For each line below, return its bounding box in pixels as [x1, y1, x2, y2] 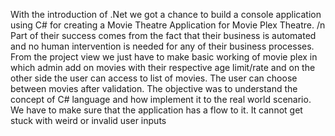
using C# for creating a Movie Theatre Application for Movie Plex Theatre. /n [10, 19, 326, 31]
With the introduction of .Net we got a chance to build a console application [10, 9, 322, 20]
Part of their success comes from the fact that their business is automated [10, 30, 317, 41]
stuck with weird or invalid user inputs [10, 115, 167, 126]
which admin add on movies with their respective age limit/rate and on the [10, 62, 316, 73]
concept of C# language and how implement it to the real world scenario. [10, 94, 312, 105]
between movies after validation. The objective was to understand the [10, 83, 298, 94]
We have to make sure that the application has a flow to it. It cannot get [10, 104, 303, 116]
